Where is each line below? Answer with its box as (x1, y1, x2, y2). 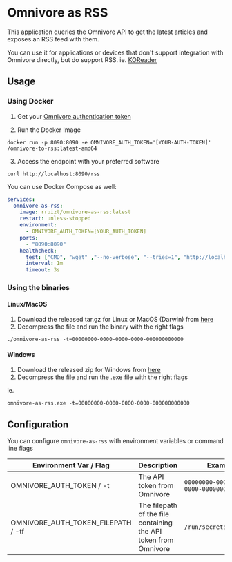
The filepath (137, 501, 177, 510)
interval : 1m (25, 260, 64, 267)
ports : (19, 234, 39, 241)
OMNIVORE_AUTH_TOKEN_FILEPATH (10, 518, 132, 527)
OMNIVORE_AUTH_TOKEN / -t (10, 481, 110, 491)
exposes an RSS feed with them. (7, 35, 99, 43)
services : (7, 195, 36, 203)
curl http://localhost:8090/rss (7, 171, 100, 177)
